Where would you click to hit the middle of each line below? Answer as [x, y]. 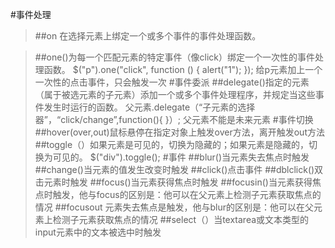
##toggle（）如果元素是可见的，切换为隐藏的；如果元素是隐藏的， [172, 144]
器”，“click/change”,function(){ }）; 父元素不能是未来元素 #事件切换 [174, 119]
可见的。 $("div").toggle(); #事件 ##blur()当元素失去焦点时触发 [181, 157]
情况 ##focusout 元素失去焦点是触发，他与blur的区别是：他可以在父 [174, 207]
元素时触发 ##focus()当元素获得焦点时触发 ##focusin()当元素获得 [178, 182]
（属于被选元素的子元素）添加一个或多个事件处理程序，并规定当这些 [175, 94]
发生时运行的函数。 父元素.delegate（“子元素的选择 [149, 107]
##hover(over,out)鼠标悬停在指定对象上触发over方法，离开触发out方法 [179, 132]
